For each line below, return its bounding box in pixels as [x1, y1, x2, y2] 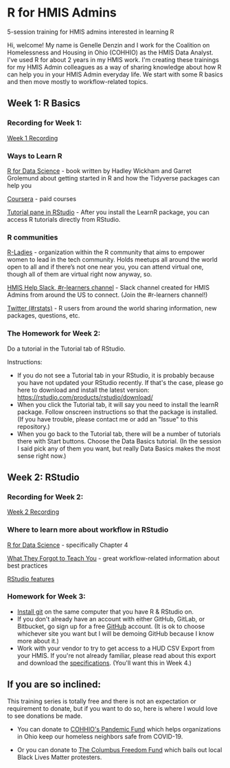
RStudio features [7, 574, 55, 583]
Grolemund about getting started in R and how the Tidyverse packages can [7, 174, 220, 182]
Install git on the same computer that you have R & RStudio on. [16, 608, 194, 616]
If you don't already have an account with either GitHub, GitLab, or [16, 614, 205, 623]
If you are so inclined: [7, 678, 102, 690]
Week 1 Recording [7, 134, 58, 142]
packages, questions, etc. [7, 311, 80, 320]
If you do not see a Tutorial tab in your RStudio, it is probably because [16, 371, 215, 380]
